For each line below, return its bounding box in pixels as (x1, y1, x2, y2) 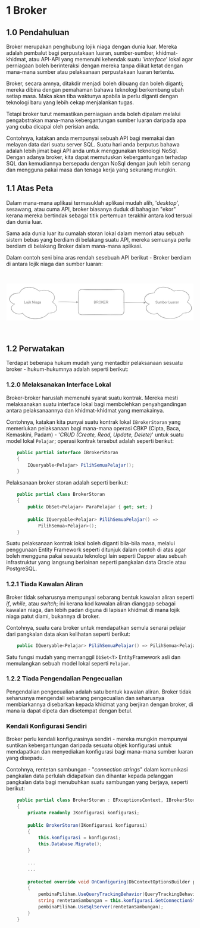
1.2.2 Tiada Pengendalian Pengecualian (6, 674, 123, 683)
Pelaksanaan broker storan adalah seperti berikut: (6, 479, 129, 486)
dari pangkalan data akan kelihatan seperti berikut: (6, 630, 131, 638)
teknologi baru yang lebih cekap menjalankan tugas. (6, 99, 135, 106)
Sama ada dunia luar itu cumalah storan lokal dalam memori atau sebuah (6, 230, 185, 237)
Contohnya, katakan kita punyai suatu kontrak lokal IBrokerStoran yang (6, 418, 181, 426)
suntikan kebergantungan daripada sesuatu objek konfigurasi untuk (6, 742, 172, 749)
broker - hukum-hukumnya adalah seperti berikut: (6, 365, 129, 373)
